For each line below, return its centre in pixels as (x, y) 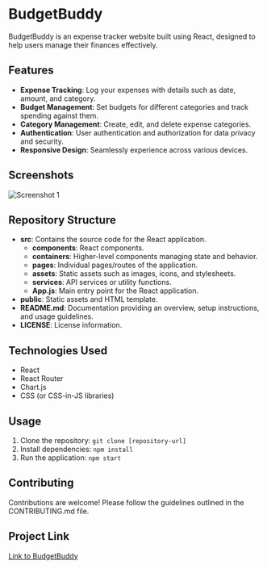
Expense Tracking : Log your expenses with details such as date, (128, 90)
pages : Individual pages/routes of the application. (115, 265)
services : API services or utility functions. (102, 282)
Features (31, 71)
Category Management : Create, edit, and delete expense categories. (136, 124)
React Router (42, 379)
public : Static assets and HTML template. (89, 299)
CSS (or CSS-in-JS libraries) (67, 395)
